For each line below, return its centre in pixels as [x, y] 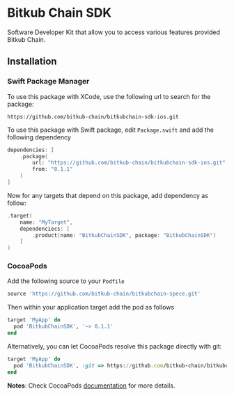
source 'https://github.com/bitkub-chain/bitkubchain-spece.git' [104, 294]
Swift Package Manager [48, 82]
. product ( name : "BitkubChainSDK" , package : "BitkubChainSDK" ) [124, 235]
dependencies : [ [31, 150]
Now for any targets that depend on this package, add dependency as [108, 195]
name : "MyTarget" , [46, 222]
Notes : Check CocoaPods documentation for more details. [91, 386]
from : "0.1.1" [53, 169]
